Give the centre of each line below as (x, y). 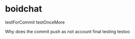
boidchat (24, 9)
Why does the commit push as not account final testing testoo (68, 31)
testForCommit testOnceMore (35, 22)
